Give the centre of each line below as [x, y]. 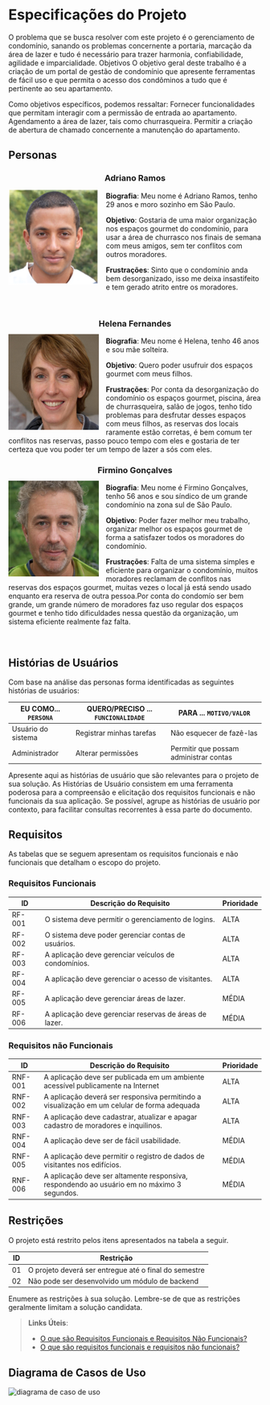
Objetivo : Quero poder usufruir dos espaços [179, 365]
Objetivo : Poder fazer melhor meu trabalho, [178, 521]
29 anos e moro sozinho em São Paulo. [170, 204]
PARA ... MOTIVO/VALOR [214, 713]
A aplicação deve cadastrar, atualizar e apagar [121, 1116]
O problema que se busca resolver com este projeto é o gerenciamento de [131, 37]
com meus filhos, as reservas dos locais [172, 423]
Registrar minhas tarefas [116, 733]
